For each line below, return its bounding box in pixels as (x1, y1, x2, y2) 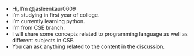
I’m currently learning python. (11, 18, 85, 24)
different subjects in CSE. (11, 37, 75, 43)
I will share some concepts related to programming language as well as (11, 30, 188, 38)
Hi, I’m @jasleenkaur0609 (11, 5, 76, 12)
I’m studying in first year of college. (11, 11, 100, 18)
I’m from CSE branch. (11, 24, 65, 31)
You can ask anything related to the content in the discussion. (11, 43, 165, 50)
